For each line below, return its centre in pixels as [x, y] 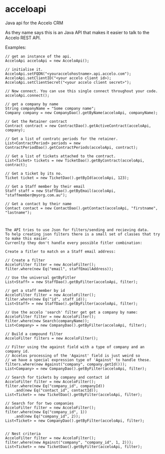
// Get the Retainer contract [36, 121]
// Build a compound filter [34, 334]
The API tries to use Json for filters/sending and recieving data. [77, 230]
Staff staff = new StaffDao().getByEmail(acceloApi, [61, 191]
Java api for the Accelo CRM [34, 23]
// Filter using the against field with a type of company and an [75, 347]
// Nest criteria [23, 434]
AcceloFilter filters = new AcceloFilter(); [52, 338]
